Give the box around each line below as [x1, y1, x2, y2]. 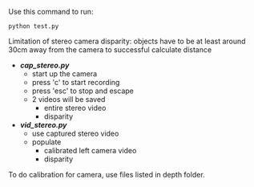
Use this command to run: [8, 7, 94, 16]
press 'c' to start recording [31, 78, 120, 87]
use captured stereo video [31, 128, 119, 138]
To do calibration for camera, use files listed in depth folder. [8, 170, 206, 179]
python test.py [8, 22, 59, 30]
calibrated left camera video [43, 146, 137, 155]
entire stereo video [43, 104, 107, 112]
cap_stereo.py [19, 60, 70, 70]
